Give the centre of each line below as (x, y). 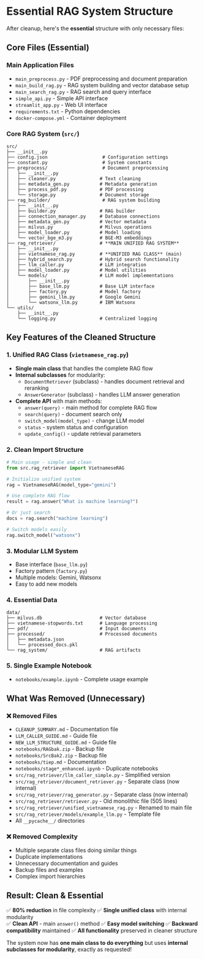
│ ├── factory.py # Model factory (74, 291)
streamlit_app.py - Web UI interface (61, 105)
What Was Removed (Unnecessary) (76, 698)
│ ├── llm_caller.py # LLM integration (77, 265)
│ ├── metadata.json (35, 640)
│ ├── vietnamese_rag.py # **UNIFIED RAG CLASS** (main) (94, 254)
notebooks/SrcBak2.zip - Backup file (61, 756)
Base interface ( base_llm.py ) (51, 564)
